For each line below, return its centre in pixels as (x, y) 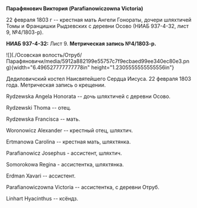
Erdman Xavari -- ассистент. (41, 176)
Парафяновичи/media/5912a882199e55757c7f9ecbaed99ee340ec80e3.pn (98, 61)
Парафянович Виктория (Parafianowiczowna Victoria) (75, 8)
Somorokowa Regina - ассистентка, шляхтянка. (65, 164)
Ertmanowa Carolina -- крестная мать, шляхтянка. (69, 142)
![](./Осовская (24, 55)
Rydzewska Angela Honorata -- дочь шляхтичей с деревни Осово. (88, 96)
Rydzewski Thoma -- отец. (39, 108)
